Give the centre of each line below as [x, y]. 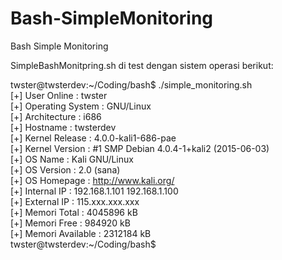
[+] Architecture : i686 [56, 116]
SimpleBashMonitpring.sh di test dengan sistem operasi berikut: [142, 65]
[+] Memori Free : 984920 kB [70, 223]
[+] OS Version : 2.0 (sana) [65, 169]
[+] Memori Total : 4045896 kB [74, 212]
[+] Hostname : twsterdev [63, 127]
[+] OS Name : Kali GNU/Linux [72, 159]
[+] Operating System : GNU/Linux [81, 106]
